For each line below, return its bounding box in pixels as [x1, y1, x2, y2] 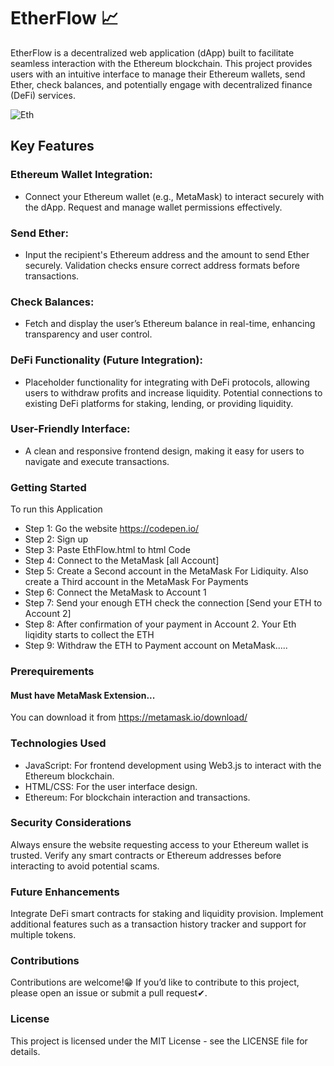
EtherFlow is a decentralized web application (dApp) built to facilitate [10, 46, 295, 59]
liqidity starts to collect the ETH [24, 629, 155, 641]
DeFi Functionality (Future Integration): [10, 353, 203, 367]
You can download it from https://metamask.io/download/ [10, 711, 248, 724]
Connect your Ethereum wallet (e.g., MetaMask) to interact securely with [24, 190, 325, 202]
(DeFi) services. [10, 89, 76, 101]
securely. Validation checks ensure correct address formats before [24, 259, 300, 271]
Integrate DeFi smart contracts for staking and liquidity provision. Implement [10, 908, 324, 920]
